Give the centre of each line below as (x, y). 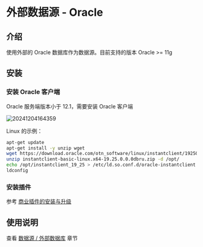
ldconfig (17, 171)
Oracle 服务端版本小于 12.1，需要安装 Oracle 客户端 (70, 106)
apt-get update (25, 142)
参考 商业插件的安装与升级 (39, 202)
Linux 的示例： (24, 131)
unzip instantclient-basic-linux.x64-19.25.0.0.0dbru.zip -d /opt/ (93, 159)
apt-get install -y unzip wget (46, 148)
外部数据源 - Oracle (55, 12)
